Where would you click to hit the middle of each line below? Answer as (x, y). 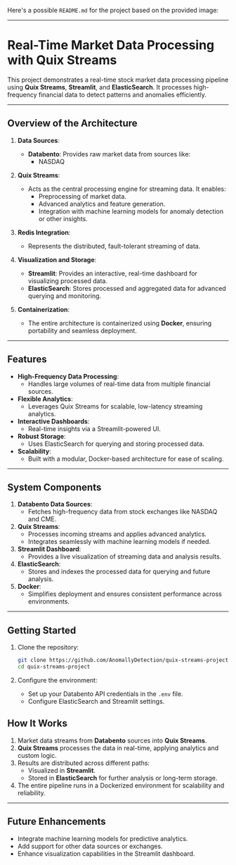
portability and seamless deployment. (82, 330)
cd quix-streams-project (54, 667)
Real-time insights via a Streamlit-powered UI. (94, 428)
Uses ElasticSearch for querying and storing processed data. (116, 444)
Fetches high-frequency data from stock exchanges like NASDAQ (123, 512)
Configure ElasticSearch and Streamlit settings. (96, 701)
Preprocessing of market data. (82, 196)
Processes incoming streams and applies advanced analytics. (117, 534)
